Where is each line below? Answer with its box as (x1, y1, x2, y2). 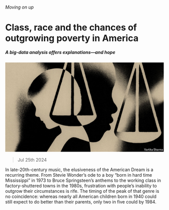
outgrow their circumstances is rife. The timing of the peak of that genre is (5, 188, 159, 194)
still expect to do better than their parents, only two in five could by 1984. (5, 199, 157, 205)
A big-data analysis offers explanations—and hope (5, 49, 116, 56)
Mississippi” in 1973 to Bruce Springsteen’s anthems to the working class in (5, 177, 161, 184)
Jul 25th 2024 (17, 157, 47, 163)
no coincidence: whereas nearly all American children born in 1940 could (5, 193, 157, 199)
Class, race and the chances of (5, 22, 137, 33)
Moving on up (5, 4, 34, 10)
